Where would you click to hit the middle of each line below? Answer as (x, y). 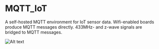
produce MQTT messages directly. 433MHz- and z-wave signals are (73, 27)
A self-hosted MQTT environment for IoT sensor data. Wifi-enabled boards (79, 22)
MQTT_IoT (26, 8)
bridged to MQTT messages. (34, 32)
